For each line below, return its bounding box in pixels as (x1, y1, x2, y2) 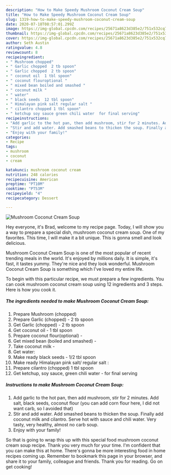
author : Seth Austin (6, 41, 50, 46)
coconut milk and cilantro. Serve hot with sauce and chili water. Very (13, 416, 157, 422)
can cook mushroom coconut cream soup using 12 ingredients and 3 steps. (6, 281, 163, 287)
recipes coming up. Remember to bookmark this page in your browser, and (6, 453, 162, 459)
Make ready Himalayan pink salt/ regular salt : (13, 359, 109, 366)
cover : (6, 36, 20, 41)
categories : (6, 135, 31, 140)
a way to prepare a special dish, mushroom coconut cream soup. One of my (6, 229, 164, 235)
